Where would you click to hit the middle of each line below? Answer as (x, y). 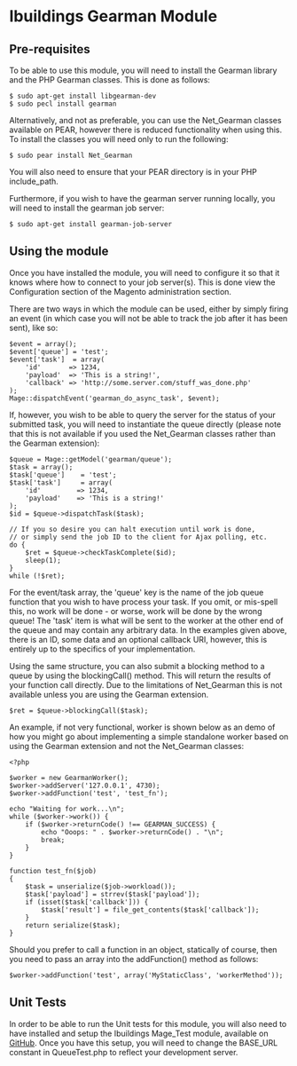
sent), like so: (34, 328)
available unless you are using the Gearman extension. (109, 694)
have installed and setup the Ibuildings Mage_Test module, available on (139, 1033)
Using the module (59, 252)
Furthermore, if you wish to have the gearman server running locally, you (142, 198)
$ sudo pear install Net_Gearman (71, 155)
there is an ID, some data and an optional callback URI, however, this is (138, 639)
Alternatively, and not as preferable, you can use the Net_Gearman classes (145, 120)
